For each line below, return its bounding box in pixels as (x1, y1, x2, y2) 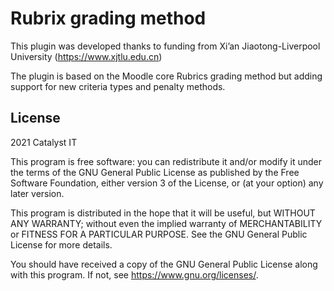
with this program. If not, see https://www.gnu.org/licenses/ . (10, 268, 259, 281)
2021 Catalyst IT (10, 136, 78, 148)
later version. (10, 187, 65, 199)
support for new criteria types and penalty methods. (10, 80, 226, 92)
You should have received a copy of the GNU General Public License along (10, 258, 318, 270)
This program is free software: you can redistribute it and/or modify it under (10, 155, 322, 167)
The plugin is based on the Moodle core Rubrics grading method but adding (10, 70, 323, 82)
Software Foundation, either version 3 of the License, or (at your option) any (10, 177, 324, 189)
